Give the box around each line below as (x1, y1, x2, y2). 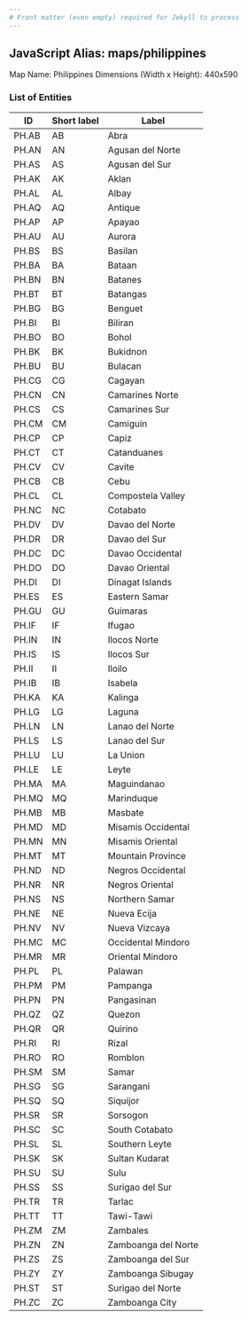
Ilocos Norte (107, 633, 159, 645)
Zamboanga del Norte (107, 1238, 199, 1251)
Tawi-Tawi (107, 1209, 153, 1222)
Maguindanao (107, 777, 166, 790)
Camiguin (107, 418, 148, 430)
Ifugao (107, 619, 135, 631)
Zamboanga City (107, 1296, 177, 1308)
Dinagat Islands (107, 575, 173, 588)
